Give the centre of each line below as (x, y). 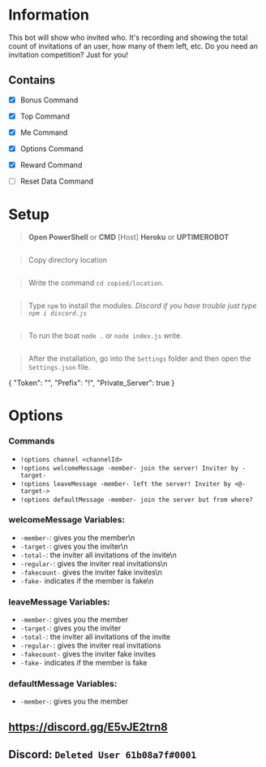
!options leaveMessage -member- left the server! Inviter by (126, 484)
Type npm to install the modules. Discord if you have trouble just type (142, 305)
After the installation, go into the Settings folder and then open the (139, 358)
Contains (32, 80)
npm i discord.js (58, 314)
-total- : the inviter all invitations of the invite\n (98, 555)
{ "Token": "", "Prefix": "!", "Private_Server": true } (92, 383)
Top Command (45, 116)
